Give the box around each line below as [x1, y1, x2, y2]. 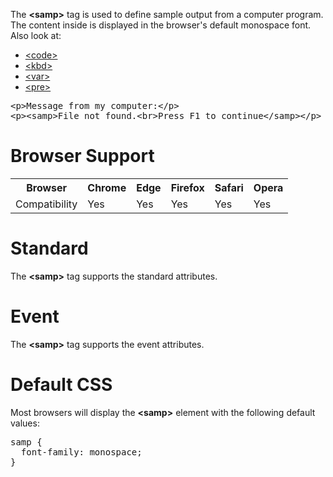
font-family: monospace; [20, 446, 143, 458]
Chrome [87, 180, 127, 194]
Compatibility [15, 197, 78, 211]
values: [10, 417, 40, 429]
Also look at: [10, 30, 62, 41]
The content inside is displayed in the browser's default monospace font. [10, 19, 312, 31]
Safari [214, 180, 244, 194]
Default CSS [10, 374, 113, 396]
